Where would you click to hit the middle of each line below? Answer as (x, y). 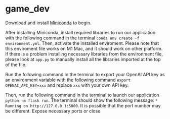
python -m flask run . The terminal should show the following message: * (81, 100)
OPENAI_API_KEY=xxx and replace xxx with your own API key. (67, 85)
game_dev (28, 9)
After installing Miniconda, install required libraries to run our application (80, 32)
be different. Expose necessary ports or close (53, 111)
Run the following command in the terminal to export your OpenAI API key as (85, 74)
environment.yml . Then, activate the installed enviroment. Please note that (82, 43)
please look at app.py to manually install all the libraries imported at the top (83, 59)
